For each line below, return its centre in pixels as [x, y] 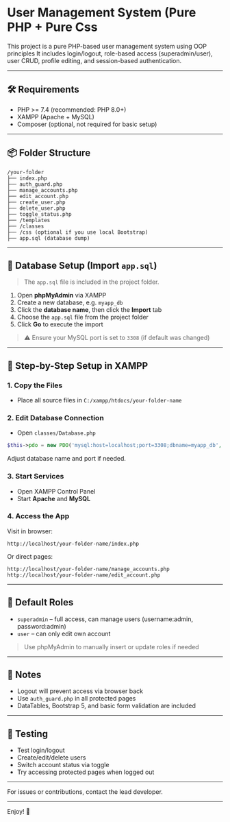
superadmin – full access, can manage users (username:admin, [105, 619]
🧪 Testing [28, 734]
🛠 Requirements [43, 89]
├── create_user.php [37, 202]
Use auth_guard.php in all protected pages [76, 699]
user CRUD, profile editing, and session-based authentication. [94, 60]
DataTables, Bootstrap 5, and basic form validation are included [106, 706]
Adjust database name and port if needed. [67, 459]
